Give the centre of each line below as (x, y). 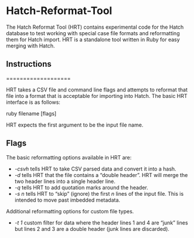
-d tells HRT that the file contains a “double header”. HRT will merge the (101, 175)
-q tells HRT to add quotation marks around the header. (81, 187)
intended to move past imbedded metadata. (67, 200)
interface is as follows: (33, 102)
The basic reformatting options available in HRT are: (69, 157)
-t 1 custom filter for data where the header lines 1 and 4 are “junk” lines (101, 222)
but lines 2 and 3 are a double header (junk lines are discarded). (92, 229)
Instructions (29, 64)
